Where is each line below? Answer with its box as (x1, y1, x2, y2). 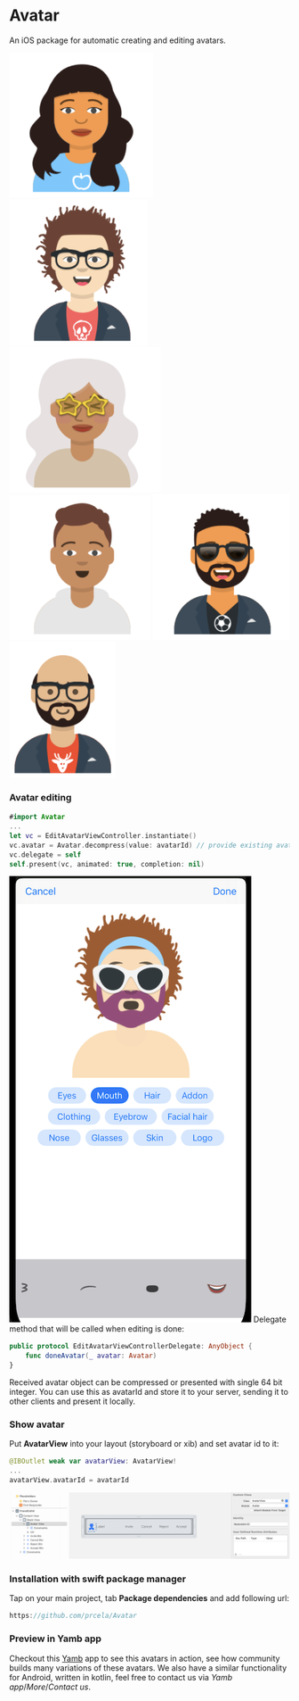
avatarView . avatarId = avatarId (9, 1476, 129, 1485)
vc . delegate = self (9, 850, 82, 859)
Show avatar (9, 1418, 65, 1431)
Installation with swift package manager (9, 1572, 187, 1585)
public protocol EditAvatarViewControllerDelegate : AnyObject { (9, 1342, 253, 1351)
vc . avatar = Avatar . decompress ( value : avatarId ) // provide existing (9, 841, 273, 850)
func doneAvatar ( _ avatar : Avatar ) (25, 1351, 158, 1361)
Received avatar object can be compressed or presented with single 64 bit (9, 1377, 283, 1388)
